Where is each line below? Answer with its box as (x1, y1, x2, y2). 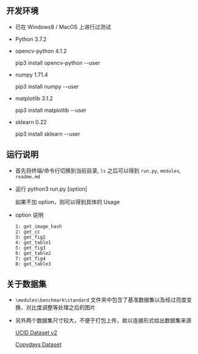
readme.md (15, 174, 41, 180)
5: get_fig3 (15, 245, 46, 251)
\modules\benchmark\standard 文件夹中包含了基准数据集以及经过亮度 (15, 296, 187, 304)
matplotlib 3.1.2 (15, 94, 54, 102)
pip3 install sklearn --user (15, 130, 80, 138)
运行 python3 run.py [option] (15, 185, 87, 193)
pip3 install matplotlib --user (15, 106, 87, 114)
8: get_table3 (15, 260, 51, 267)
